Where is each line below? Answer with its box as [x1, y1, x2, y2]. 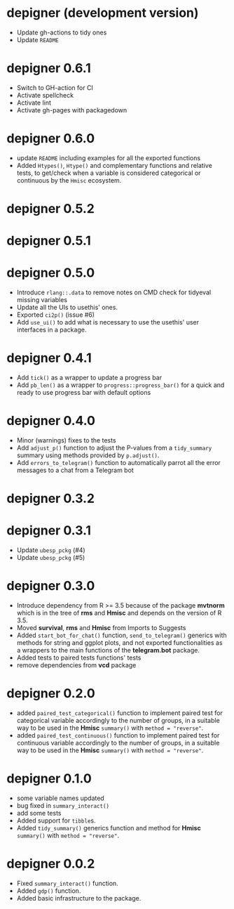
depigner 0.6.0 [6, 131, 95, 147]
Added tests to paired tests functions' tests [16, 653, 142, 662]
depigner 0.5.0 [6, 265, 95, 281]
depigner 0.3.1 [6, 523, 92, 539]
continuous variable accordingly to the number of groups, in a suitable [16, 739, 220, 747]
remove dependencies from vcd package [16, 661, 137, 669]
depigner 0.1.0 [6, 771, 92, 787]
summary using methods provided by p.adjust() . [16, 451, 160, 459]
